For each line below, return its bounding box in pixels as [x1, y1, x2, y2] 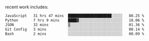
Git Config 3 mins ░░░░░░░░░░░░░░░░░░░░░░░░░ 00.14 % [5, 27, 145, 32]
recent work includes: [5, 4, 49, 10]
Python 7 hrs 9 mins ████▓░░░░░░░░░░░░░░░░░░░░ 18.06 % [5, 18, 145, 23]
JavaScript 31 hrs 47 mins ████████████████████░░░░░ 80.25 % [5, 14, 145, 18]
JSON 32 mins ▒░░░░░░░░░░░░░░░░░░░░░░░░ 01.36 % [5, 22, 145, 27]
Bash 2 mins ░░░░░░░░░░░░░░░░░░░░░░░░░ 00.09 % [5, 31, 145, 36]
